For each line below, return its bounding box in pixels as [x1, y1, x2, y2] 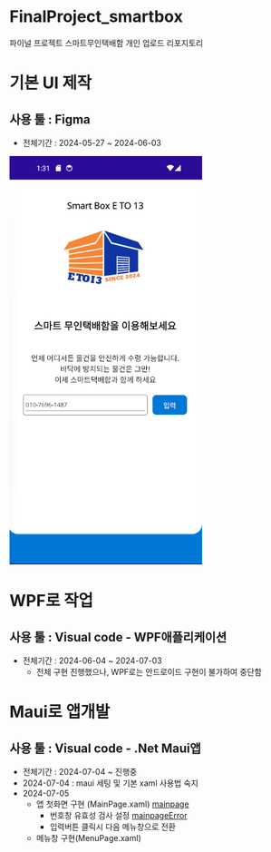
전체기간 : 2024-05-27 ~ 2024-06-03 [22, 137, 161, 148]
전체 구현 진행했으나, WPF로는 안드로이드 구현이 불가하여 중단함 [35, 666, 263, 677]
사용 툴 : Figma [9, 112, 91, 127]
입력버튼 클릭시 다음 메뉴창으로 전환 [49, 821, 177, 832]
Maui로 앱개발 [9, 701, 111, 722]
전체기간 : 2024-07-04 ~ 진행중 [22, 766, 138, 777]
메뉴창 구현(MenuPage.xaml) [35, 832, 142, 843]
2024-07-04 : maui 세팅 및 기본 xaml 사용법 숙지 [22, 778, 199, 788]
